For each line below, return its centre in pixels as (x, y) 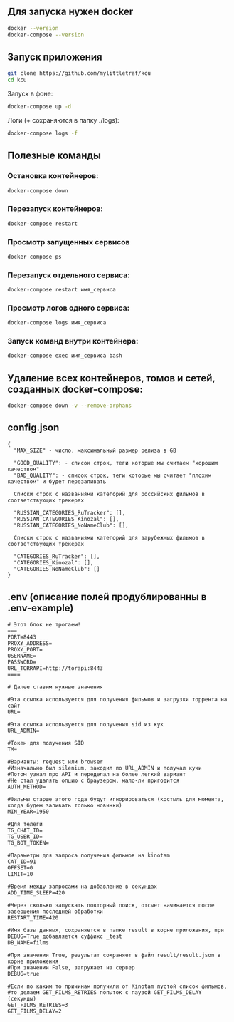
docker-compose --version (46, 35)
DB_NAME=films (28, 943)
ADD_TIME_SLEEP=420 (36, 893)
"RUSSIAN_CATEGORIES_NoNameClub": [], (71, 525)
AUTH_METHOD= (27, 787)
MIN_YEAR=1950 (28, 812)
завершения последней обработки (55, 912)
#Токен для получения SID (46, 743)
